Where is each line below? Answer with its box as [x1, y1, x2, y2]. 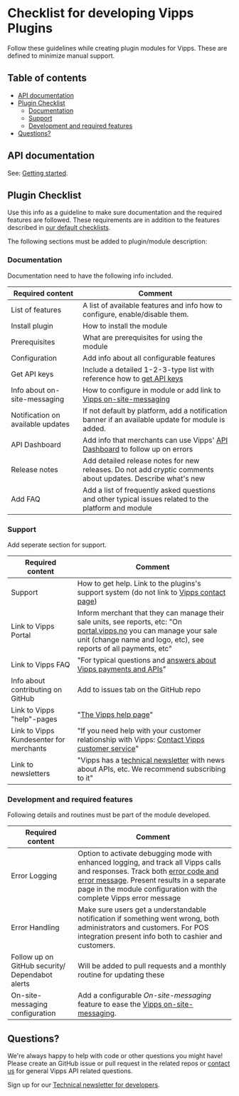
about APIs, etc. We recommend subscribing [77, 764, 226, 774]
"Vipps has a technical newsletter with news [77, 755, 225, 765]
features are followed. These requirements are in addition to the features [7, 216, 221, 224]
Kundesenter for [11, 734, 65, 744]
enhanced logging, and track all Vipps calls [78, 858, 222, 868]
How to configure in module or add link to [83, 385, 221, 395]
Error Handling [11, 922, 60, 932]
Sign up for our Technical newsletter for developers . [7, 1080, 160, 1090]
